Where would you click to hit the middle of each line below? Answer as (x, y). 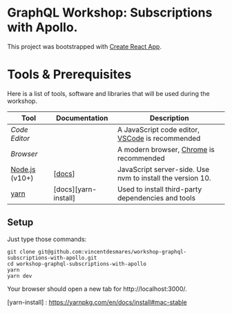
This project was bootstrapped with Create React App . (85, 46)
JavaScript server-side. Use (163, 169)
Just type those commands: (47, 239)
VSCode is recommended (159, 138)
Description (169, 117)
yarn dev (20, 276)
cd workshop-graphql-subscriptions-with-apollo (77, 264)
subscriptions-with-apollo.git (52, 258)
